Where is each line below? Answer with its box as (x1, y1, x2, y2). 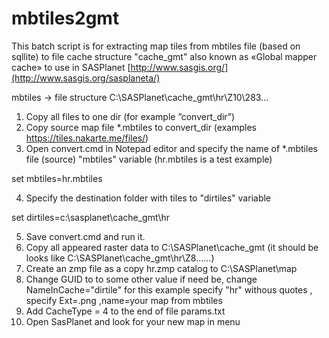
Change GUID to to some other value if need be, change (25, 273, 258, 285)
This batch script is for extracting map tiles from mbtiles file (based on (11, 40, 301, 52)
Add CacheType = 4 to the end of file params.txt (25, 305, 226, 317)
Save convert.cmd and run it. (25, 230, 146, 242)
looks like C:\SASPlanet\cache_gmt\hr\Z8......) (25, 252, 215, 264)
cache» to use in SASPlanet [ (11, 61, 131, 73)
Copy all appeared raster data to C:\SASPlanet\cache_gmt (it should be (25, 241, 319, 253)
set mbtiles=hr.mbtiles (11, 172, 103, 184)
